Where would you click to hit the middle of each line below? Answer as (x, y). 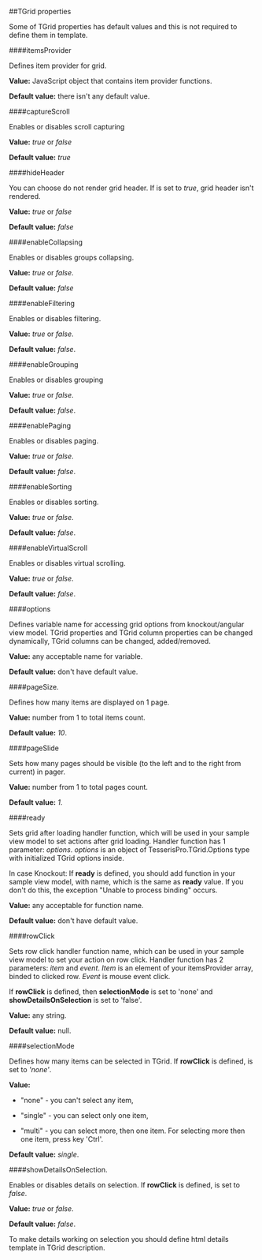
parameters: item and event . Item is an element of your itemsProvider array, (131, 968)
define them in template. (48, 35)
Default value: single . (44, 1154)
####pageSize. (34, 687)
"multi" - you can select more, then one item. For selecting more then (133, 1131)
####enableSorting (41, 487)
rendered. (25, 196)
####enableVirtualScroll (48, 548)
